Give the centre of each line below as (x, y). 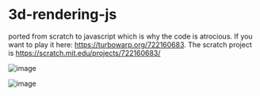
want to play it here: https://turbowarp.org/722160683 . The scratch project (130, 44)
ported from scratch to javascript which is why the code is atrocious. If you (130, 36)
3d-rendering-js (63, 15)
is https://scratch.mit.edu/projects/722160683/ (84, 53)
